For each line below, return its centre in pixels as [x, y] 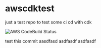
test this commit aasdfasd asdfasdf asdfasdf [50, 41]
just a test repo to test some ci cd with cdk [49, 22]
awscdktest [30, 9]
